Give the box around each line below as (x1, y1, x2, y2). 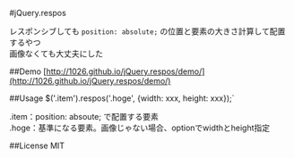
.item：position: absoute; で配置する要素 (9, 112, 159, 121)
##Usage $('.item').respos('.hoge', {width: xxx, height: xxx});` (9, 93, 235, 104)
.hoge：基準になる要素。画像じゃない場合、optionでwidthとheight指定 (9, 122, 271, 133)
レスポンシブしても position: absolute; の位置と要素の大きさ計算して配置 (9, 26, 286, 37)
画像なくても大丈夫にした (9, 48, 103, 59)
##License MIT (9, 140, 65, 151)
